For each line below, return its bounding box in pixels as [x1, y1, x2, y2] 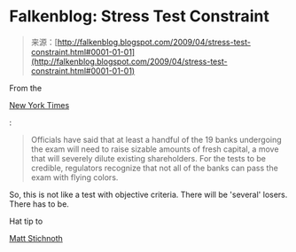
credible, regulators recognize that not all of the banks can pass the [30, 162, 279, 173]
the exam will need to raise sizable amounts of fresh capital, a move [30, 144, 279, 154]
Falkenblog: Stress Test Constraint [9, 6, 270, 27]
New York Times [9, 99, 70, 110]
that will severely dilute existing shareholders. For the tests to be [30, 153, 267, 163]
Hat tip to [9, 216, 43, 226]
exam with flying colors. [30, 171, 119, 183]
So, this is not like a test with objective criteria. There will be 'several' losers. [9, 189, 288, 200]
